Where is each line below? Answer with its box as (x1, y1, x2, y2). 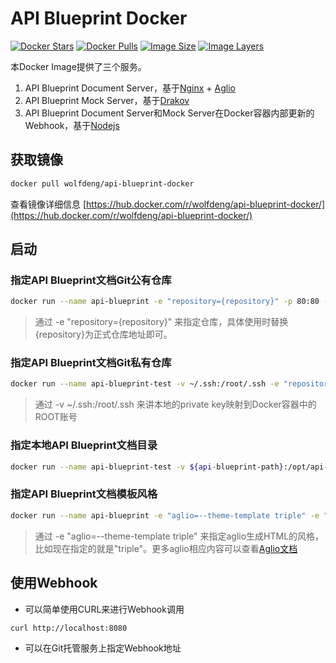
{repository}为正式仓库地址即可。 (34, 328, 173, 341)
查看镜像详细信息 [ (10, 198, 87, 210)
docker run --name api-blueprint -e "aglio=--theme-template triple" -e (10, 510, 320, 521)
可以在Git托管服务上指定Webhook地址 (24, 642, 182, 654)
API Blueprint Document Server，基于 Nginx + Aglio (24, 82, 236, 94)
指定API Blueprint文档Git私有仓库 (10, 356, 172, 370)
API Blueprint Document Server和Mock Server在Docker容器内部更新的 (24, 107, 315, 119)
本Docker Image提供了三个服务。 (10, 60, 147, 72)
